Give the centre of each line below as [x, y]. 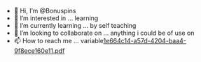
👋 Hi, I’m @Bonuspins [45, 11]
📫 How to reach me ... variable [58, 41]
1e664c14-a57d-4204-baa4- [145, 41]
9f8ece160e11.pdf [39, 51]
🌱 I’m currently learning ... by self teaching [75, 25]
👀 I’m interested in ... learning [56, 18]
